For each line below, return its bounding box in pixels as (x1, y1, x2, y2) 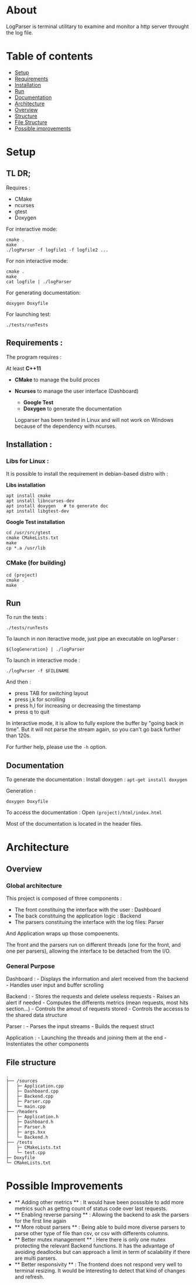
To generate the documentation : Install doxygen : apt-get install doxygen (6, 776, 188, 783)
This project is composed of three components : (6, 895, 122, 902)
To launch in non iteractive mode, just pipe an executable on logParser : (6, 635, 179, 642)
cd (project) (6, 572, 38, 578)
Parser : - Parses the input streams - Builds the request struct (6, 1023, 154, 1030)
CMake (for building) (6, 559, 66, 567)
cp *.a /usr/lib (6, 545, 46, 551)
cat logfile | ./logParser (6, 279, 72, 284)
